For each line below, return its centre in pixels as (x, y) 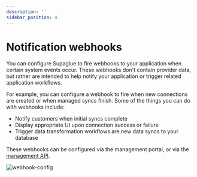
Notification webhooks (64, 47)
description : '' (26, 12)
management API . (28, 156)
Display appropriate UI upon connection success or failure (87, 125)
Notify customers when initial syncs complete (71, 119)
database (26, 138)
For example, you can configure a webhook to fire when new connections (97, 94)
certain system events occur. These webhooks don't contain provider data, (99, 70)
